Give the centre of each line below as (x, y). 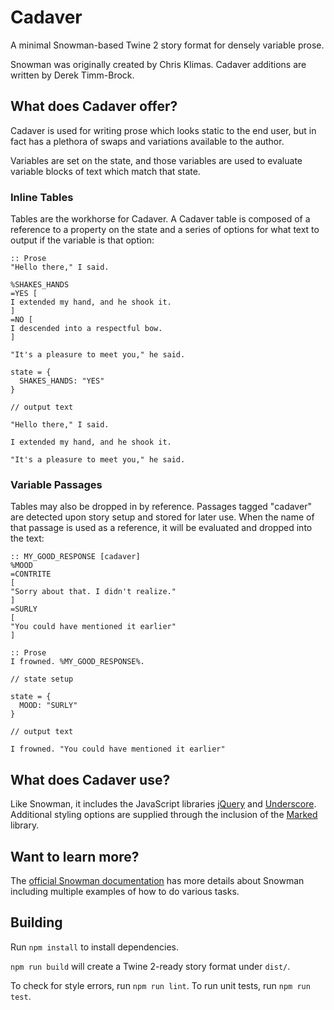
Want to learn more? (75, 856)
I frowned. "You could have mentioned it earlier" (118, 749)
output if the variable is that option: (82, 240)
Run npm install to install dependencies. (94, 947)
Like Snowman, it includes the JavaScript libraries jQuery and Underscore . (163, 804)
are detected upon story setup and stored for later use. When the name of (162, 517)
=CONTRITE (31, 574)
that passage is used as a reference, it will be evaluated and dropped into (161, 528)
